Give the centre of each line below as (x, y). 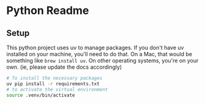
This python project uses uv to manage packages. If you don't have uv (95, 47)
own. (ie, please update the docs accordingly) (64, 67)
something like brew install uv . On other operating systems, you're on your (102, 61)
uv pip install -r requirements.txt (53, 84)
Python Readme (48, 11)
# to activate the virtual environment (57, 89)
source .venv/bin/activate (41, 95)
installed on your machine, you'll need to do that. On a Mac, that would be (99, 54)
